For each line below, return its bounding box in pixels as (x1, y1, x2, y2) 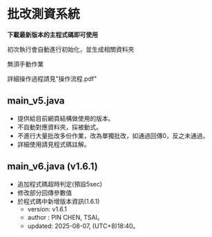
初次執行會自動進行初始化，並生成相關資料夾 (7, 45, 135, 53)
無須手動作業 (7, 59, 44, 68)
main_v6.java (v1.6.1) (7, 160, 98, 173)
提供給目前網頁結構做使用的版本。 (17, 114, 115, 122)
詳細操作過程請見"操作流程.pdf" (7, 74, 97, 83)
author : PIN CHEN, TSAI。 (27, 213, 104, 221)
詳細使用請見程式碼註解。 (17, 140, 90, 149)
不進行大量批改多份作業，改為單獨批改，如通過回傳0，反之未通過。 (17, 131, 209, 140)
